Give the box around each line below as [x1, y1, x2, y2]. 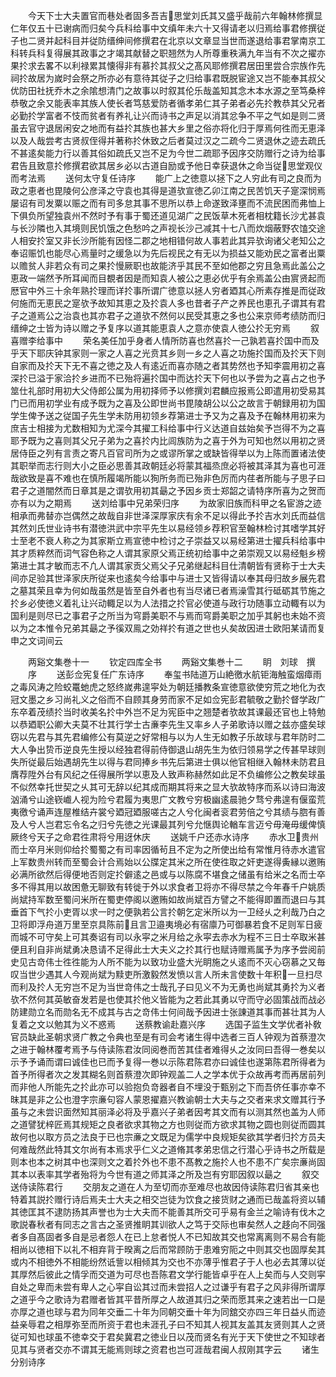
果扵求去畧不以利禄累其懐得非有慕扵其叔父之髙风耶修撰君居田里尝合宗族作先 [10, 60, 326, 71]
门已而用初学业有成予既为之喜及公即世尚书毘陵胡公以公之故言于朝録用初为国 [10, 397, 326, 409]
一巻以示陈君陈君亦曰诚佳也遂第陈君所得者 [141, 1056, 317, 1068]
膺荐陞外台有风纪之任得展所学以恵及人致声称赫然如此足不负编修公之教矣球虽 [10, 769, 326, 780]
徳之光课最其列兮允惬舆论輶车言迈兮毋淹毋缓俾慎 [123, 819, 326, 830]
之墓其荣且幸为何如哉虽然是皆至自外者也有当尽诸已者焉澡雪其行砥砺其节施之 [10, 585, 326, 596]
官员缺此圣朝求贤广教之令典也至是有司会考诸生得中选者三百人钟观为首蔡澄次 [10, 1031, 326, 1043]
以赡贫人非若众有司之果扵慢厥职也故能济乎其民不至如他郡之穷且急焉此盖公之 [10, 260, 326, 271]
